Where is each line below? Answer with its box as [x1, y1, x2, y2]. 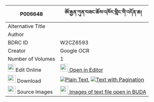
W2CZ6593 [60, 39, 89, 46]
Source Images [17, 88, 53, 95]
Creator [8, 47, 26, 54]
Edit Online [16, 66, 42, 73]
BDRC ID [8, 39, 29, 46]
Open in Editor [69, 66, 104, 73]
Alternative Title [8, 23, 45, 30]
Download [17, 77, 41, 84]
